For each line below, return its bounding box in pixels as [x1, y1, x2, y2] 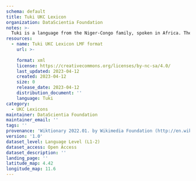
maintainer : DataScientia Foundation [6, 112, 98, 117]
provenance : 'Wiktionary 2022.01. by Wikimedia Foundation [6, 128, 153, 134]
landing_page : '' [6, 155, 48, 161]
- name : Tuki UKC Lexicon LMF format [11, 41, 103, 47]
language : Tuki [16, 95, 54, 101]
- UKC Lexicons [11, 106, 48, 112]
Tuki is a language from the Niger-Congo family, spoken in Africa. [11, 30, 181, 36]
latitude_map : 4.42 [6, 161, 54, 166]
